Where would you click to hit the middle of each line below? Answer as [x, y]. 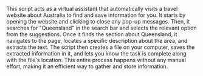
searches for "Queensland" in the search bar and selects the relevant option [101, 28]
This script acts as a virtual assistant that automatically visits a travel [92, 9]
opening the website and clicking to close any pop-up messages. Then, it [98, 21]
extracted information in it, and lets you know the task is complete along [96, 53]
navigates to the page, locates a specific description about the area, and [97, 41]
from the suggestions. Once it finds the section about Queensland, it [92, 34]
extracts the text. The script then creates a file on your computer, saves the [101, 47]
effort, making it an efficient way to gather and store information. [87, 66]
